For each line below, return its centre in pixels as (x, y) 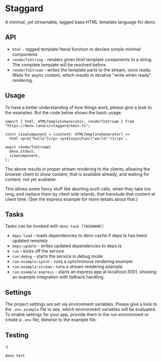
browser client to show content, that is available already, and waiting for (77, 174)
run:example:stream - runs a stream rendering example (67, 267)
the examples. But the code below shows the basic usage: (63, 112)
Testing (17, 335)
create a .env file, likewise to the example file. (51, 320)
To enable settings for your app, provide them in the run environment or (77, 315)
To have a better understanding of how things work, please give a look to (79, 107)
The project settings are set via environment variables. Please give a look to (81, 304)
